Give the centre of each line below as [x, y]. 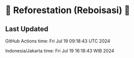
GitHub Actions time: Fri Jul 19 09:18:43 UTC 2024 [58, 41]
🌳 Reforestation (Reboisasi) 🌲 [68, 10]
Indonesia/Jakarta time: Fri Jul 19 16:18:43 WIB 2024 [60, 51]
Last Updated [27, 29]
